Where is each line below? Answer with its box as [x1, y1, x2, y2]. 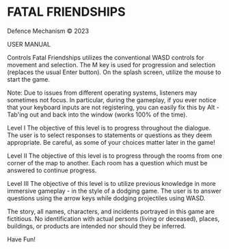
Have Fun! [7, 235, 36, 244]
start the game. [7, 75, 50, 83]
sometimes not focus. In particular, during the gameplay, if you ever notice [7, 95, 217, 104]
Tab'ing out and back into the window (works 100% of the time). [7, 110, 188, 119]
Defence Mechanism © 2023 [7, 27, 90, 35]
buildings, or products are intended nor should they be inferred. [7, 222, 187, 230]
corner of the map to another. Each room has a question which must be [7, 158, 208, 167]
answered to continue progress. [7, 166, 97, 174]
